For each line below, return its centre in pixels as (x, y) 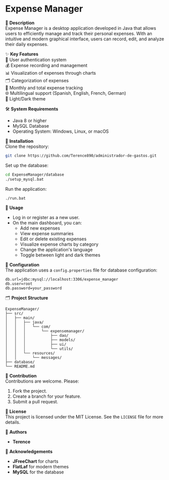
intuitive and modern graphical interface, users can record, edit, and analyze (85, 39)
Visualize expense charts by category (59, 244)
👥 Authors (16, 432)
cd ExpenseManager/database (35, 175)
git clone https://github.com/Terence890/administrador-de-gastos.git (81, 155)
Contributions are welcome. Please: (42, 381)
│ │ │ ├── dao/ (37, 336)
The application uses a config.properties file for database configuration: (81, 270)
